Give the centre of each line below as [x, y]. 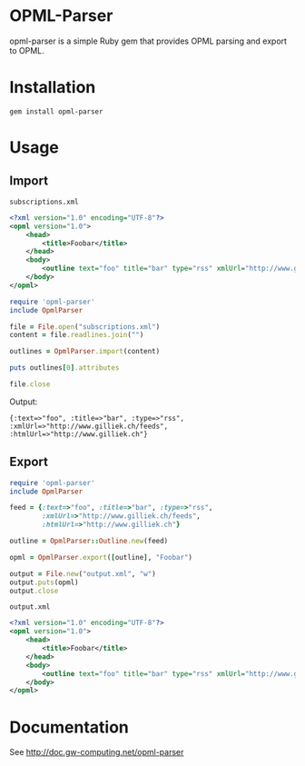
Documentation [69, 727]
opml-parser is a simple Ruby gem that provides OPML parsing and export [148, 41]
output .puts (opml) [44, 582]
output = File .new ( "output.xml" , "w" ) [83, 573]
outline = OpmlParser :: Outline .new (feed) [89, 542]
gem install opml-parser [56, 111]
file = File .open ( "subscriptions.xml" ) [85, 327]
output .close [34, 591]
